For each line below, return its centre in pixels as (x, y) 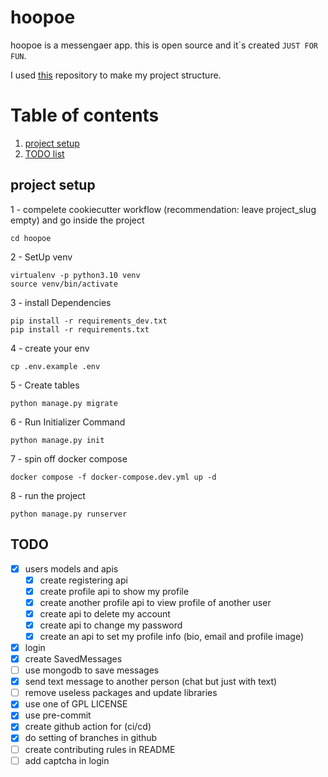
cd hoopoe (31, 238)
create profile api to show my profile (114, 591)
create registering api (83, 580)
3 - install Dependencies (61, 302)
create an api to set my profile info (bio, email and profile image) (172, 636)
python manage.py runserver (69, 514)
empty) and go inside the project (77, 220)
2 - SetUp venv (41, 257)
